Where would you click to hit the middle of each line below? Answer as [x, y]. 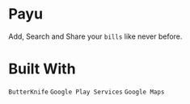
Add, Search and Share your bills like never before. [95, 36]
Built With [42, 69]
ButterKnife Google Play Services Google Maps [87, 92]
